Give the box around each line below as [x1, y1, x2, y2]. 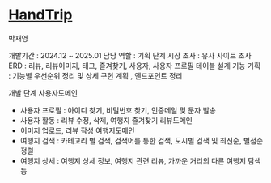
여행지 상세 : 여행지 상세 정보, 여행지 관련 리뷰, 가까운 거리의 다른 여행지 [19, 155, 247, 165]
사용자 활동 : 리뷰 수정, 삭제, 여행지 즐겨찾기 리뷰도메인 [19, 115, 193, 125]
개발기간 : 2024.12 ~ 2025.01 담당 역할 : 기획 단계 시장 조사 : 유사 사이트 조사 [8, 50, 252, 60]
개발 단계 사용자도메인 [8, 87, 78, 98]
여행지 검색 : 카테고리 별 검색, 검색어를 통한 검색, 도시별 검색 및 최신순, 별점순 [19, 135, 264, 145]
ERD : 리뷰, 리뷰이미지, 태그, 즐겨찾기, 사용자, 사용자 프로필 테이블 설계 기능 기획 [8, 61, 261, 70]
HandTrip [8, 6, 73, 24]
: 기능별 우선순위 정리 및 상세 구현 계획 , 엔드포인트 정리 [8, 70, 183, 80]
